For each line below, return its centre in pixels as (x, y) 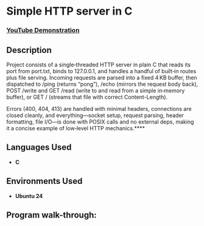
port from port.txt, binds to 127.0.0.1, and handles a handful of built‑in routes (101, 71)
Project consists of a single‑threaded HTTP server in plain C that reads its (98, 65)
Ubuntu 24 (29, 196)
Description (29, 50)
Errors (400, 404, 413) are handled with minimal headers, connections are (99, 108)
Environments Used (44, 181)
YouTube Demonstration (43, 30)
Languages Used (39, 147)
